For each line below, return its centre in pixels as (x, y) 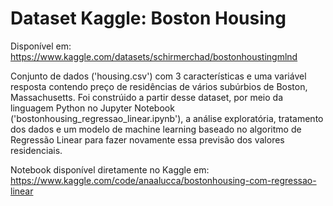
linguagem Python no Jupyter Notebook (92, 108)
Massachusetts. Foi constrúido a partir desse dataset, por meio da (147, 97)
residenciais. (36, 150)
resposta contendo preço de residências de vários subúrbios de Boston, (159, 86)
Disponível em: (41, 46)
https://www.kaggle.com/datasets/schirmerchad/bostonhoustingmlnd (154, 56)
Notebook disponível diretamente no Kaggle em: (110, 169)
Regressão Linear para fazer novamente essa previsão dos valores (147, 139)
